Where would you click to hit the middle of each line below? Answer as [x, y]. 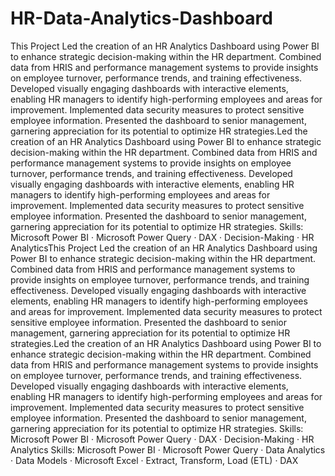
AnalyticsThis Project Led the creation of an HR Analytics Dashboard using [164, 248]
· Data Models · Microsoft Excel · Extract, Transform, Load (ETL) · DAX [154, 460]
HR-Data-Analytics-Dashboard [141, 18]
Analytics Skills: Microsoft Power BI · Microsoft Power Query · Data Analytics [168, 449]
